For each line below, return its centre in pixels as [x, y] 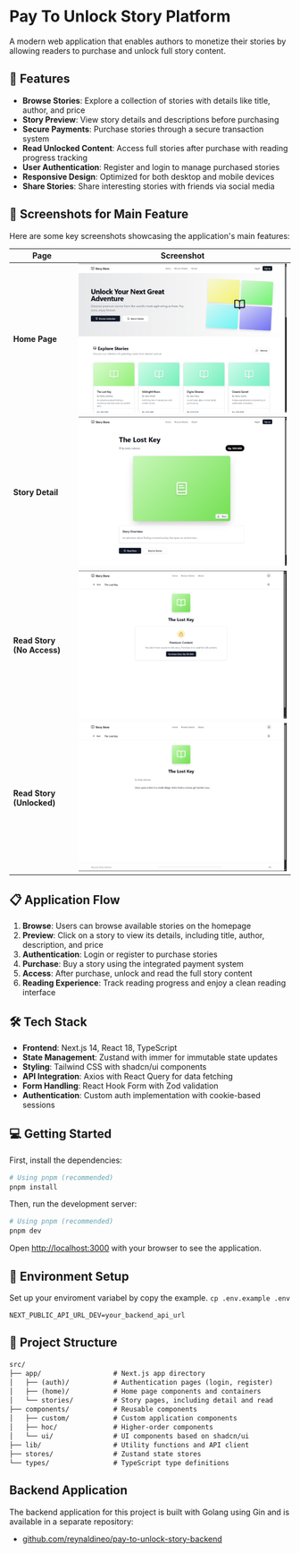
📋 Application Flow [65, 900]
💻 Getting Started [60, 1134]
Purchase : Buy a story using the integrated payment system [133, 964]
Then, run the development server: [73, 1204]
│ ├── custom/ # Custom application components [124, 1418]
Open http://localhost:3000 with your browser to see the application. [135, 1248]
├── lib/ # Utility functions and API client [129, 1445]
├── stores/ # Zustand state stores [105, 1454]
